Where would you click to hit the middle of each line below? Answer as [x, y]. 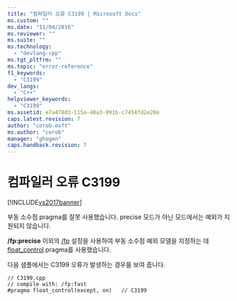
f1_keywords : [27, 73]
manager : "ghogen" [34, 138]
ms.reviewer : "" [31, 34]
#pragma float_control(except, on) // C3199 [77, 290]
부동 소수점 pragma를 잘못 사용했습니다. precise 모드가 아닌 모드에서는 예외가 [115, 217]
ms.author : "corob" [36, 132]
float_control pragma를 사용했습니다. [59, 250]
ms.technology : [30, 47]
